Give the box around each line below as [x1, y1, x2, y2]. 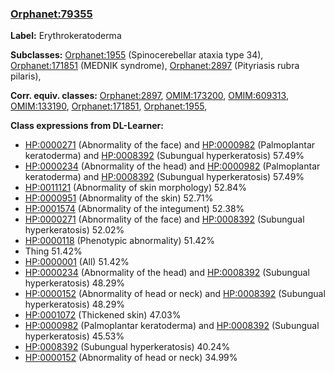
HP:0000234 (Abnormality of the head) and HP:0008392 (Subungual [24, 267, 310, 279]
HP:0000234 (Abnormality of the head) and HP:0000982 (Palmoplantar [24, 160, 321, 172]
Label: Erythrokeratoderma [10, 30, 122, 42]
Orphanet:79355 [10, 7, 93, 21]
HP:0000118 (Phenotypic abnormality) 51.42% [24, 235, 215, 247]
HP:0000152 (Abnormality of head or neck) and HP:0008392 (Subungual [24, 288, 326, 300]
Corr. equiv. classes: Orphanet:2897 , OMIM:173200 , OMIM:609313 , [10, 90, 289, 102]
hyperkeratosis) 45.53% [24, 330, 125, 342]
